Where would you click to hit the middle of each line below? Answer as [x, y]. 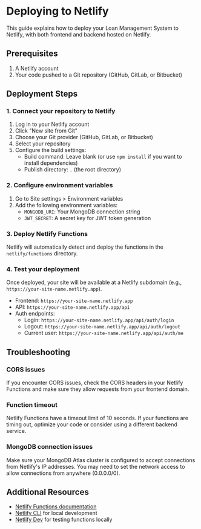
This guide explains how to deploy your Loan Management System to [92, 28]
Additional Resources [48, 492]
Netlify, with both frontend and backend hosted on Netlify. [79, 34]
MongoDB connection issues [50, 447]
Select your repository [43, 143]
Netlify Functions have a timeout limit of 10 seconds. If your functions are [97, 418]
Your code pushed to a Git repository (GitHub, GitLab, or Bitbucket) [99, 75]
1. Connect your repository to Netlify [61, 111]
